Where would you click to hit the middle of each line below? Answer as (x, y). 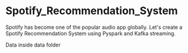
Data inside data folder (33, 45)
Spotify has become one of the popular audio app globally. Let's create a (94, 27)
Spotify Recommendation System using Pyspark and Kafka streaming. (91, 33)
